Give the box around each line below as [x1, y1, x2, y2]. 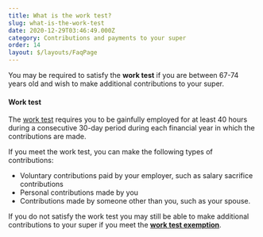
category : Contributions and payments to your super [8, 33, 187, 42]
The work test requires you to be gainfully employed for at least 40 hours [8, 115, 248, 124]
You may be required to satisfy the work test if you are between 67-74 [8, 71, 239, 80]
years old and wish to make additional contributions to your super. [8, 79, 225, 88]
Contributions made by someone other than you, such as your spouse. [19, 196, 251, 206]
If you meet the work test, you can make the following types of [8, 147, 213, 157]
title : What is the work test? [8, 11, 112, 20]
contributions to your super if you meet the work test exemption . [8, 220, 222, 230]
